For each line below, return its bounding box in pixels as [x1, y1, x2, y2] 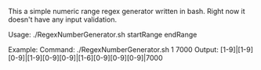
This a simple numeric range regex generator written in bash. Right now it [8, 7, 245, 16]
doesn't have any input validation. [8, 15, 118, 24]
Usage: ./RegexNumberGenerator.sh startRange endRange [8, 30, 198, 39]
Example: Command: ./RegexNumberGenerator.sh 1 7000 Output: [8, 45, 219, 54]
